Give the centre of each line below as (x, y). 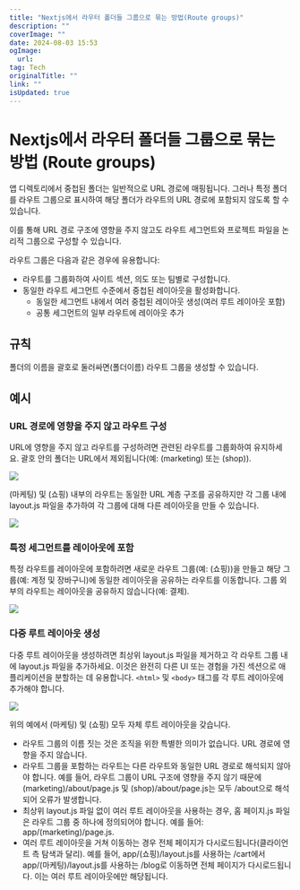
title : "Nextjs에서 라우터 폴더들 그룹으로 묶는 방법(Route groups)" (127, 17)
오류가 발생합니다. (70, 799)
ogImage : (26, 51)
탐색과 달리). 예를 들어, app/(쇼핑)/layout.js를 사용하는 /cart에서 (154, 853)
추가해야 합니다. (37, 688)
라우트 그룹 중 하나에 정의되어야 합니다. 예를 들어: (118, 822)
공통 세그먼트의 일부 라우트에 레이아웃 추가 (110, 313)
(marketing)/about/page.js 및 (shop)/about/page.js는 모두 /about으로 (147, 788)
